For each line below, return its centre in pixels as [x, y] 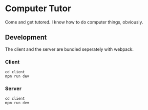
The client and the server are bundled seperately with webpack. [69, 49]
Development [26, 37]
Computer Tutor [38, 9]
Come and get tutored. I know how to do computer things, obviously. [74, 22]
